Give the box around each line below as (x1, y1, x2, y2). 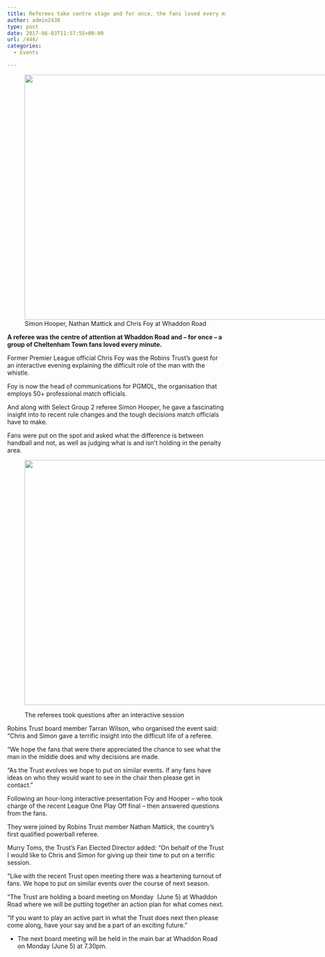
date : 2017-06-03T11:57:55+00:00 (7, 29, 104, 37)
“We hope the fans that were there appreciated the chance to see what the (7, 745, 221, 753)
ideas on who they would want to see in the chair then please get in (7, 773, 201, 781)
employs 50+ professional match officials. (7, 389, 127, 398)
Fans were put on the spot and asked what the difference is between (7, 431, 203, 439)
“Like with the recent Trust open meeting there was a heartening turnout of (7, 871, 222, 880)
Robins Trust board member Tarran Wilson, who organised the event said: (7, 724, 219, 732)
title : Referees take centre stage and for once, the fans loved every (7, 10, 219, 17)
